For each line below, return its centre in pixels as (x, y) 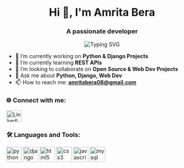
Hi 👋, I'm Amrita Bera (102, 12)
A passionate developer (102, 32)
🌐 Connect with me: (36, 101)
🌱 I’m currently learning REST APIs (58, 62)
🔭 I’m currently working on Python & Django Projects (82, 56)
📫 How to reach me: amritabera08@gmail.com (76, 82)
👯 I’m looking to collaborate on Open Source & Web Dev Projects (97, 69)
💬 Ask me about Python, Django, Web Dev (69, 76)
